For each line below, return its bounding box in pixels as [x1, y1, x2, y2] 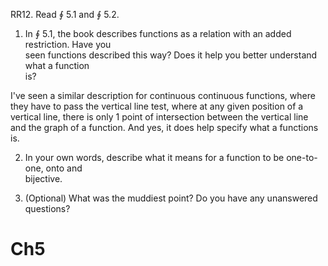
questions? [24, 203, 71, 214]
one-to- [286, 152, 318, 163]
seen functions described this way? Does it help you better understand [24, 49, 318, 61]
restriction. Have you [24, 39, 112, 50]
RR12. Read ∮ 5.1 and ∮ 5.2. [10, 9, 120, 20]
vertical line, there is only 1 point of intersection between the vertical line [10, 111, 309, 123]
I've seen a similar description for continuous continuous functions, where [10, 90, 316, 101]
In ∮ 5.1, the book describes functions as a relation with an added [24, 28, 292, 39]
